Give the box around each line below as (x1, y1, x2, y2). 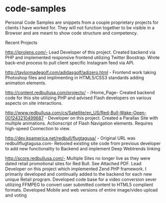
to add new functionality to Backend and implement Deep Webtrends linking (5, 145, 161, 151)
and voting (5, 192, 27, 198)
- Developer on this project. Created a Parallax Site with (45, 115, 159, 121)
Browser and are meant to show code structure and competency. (5, 30, 138, 36)
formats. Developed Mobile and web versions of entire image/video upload (5, 187, 158, 193)
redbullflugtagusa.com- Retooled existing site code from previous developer (5, 140, 161, 146)
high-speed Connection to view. (5, 125, 71, 132)
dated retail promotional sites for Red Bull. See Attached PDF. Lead (5, 160, 142, 166)
